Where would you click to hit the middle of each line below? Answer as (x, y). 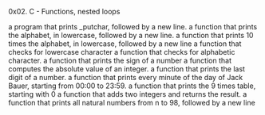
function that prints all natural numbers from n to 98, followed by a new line (132, 103)
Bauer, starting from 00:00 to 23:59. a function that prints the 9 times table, (132, 86)
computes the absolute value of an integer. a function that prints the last (127, 69)
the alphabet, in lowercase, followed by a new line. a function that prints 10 (131, 35)
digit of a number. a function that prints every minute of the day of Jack (126, 77)
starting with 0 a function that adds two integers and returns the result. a (128, 94)
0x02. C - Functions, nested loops (64, 11)
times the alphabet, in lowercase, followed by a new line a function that (125, 44)
